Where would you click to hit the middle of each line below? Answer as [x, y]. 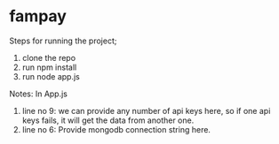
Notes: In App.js [39, 94]
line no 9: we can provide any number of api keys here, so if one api [146, 110]
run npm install [49, 67]
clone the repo [49, 57]
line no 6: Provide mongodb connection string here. [116, 129]
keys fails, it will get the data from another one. [108, 120]
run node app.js [51, 76]
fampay [38, 16]
